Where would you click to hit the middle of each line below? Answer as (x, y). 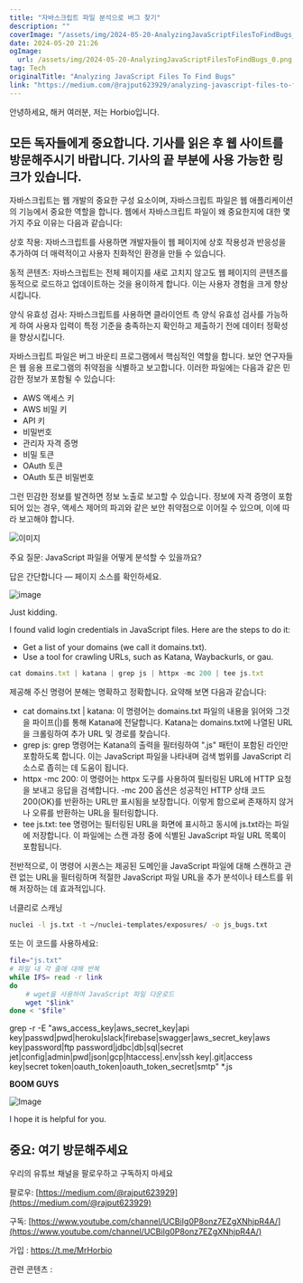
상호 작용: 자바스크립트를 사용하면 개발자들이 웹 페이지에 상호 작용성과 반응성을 (148, 242)
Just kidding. (33, 612)
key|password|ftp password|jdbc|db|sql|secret (96, 1047)
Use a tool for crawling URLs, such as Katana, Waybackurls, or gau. (148, 657)
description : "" (40, 26)
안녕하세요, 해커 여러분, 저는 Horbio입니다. (84, 112)
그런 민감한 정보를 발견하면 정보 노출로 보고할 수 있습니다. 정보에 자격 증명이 (143, 496)
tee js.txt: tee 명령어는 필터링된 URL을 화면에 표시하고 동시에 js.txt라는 (147, 825)
